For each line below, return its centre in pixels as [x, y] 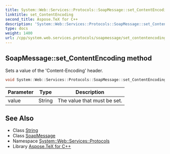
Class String [25, 130]
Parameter [21, 92]
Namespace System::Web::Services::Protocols [61, 141]
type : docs [17, 29]
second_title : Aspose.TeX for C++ [42, 19]
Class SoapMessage [34, 136]
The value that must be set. [90, 100]
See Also [19, 118]
